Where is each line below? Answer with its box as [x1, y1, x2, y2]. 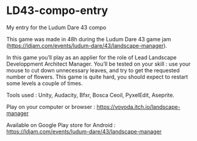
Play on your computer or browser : [6, 103, 96, 110]
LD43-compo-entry [6, 4, 109, 18]
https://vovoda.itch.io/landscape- [96, 103, 181, 110]
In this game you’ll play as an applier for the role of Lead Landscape [6, 53, 177, 61]
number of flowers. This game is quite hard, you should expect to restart [6, 73, 188, 80]
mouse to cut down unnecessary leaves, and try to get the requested [6, 66, 180, 74]
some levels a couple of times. [6, 80, 83, 87]
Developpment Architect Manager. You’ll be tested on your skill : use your [6, 60, 191, 67]
